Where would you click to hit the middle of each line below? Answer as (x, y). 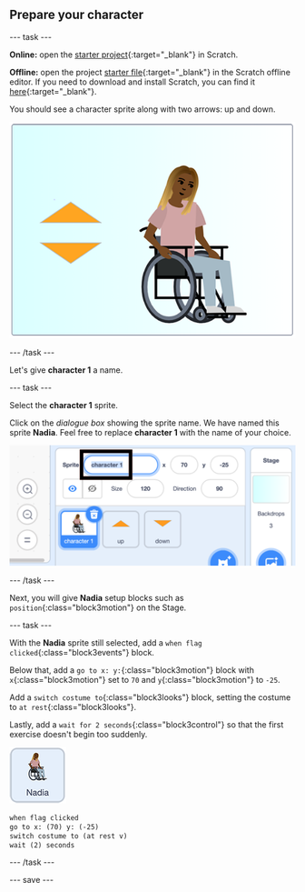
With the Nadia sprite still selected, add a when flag (106, 642)
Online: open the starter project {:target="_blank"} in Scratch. (124, 55)
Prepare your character (77, 15)
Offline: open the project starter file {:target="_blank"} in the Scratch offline (150, 72)
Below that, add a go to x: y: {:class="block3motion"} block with (132, 670)
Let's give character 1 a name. (66, 370)
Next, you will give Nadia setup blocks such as (97, 597)
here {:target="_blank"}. (53, 91)
